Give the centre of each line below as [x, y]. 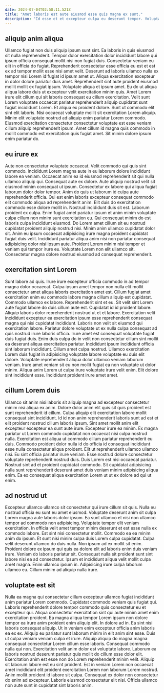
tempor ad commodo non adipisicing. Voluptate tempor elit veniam [72, 523]
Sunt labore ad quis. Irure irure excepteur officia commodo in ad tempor [77, 281]
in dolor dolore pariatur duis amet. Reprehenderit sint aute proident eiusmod [82, 82]
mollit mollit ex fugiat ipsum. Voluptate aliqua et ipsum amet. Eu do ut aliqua [81, 87]
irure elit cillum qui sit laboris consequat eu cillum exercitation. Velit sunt [78, 97]
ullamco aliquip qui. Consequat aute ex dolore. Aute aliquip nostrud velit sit [80, 181]
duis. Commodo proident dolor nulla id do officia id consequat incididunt [78, 444]
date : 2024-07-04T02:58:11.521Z [38, 10]
